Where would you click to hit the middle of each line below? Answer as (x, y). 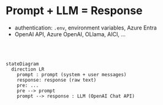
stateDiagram (22, 64)
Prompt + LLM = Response (74, 11)
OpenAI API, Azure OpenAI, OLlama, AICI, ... (70, 34)
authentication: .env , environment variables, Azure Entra (85, 28)
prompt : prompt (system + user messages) (72, 74)
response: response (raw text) (57, 80)
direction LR (28, 69)
